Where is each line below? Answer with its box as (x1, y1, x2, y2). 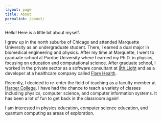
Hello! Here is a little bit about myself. (5, 30, 80, 36)
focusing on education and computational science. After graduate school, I (5, 60, 156, 66)
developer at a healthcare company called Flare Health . (5, 71, 117, 76)
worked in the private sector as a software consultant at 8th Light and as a (5, 65, 155, 71)
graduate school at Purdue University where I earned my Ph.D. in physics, (5, 55, 154, 61)
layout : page (5, 7, 32, 12)
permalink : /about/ (5, 16, 45, 21)
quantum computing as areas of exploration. (5, 110, 94, 116)
